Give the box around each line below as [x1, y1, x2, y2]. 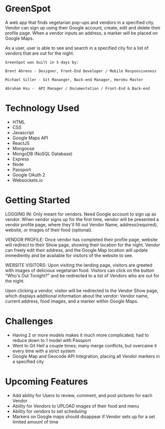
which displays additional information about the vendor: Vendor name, [5, 293, 149, 299]
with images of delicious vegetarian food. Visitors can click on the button [5, 267, 155, 273]
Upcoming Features [5, 376, 88, 387]
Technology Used [5, 103, 80, 114]
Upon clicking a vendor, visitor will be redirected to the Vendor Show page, [5, 287, 159, 294]
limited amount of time [12, 419, 59, 425]
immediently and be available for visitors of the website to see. [5, 252, 133, 258]
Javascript [12, 129, 34, 135]
